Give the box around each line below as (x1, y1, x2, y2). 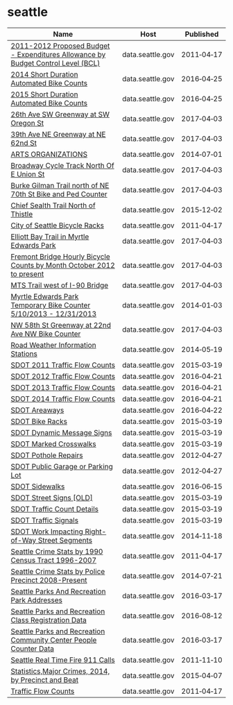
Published (184, 29, 219, 39)
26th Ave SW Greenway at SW (10, 109, 110, 119)
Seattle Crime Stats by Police (10, 566, 105, 576)
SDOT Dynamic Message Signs (10, 427, 112, 437)
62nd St (10, 138, 37, 148)
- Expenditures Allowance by (10, 49, 106, 59)
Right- (85, 527, 107, 536)
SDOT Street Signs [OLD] (10, 493, 94, 502)
